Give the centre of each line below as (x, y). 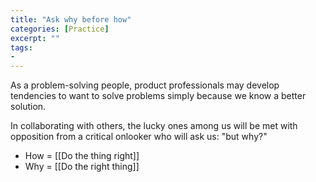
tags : (21, 47)
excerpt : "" (35, 38)
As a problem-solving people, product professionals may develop (145, 85)
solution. (28, 107)
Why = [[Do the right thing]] (82, 167)
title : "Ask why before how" (71, 19)
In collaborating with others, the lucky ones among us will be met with (154, 126)
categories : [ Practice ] (60, 29)
